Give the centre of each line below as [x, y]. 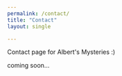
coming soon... [28, 66]
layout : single [29, 26]
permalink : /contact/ [38, 13]
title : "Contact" [32, 20]
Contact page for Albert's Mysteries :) [61, 52]
